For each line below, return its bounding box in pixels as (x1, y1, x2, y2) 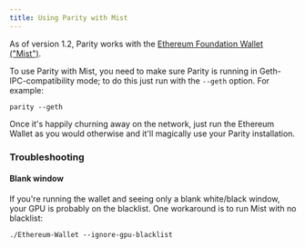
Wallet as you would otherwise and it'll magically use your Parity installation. (9, 128, 296, 139)
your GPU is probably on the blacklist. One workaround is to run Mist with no (9, 203, 297, 213)
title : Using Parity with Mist (9, 13, 128, 23)
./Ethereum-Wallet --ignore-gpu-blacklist (9, 230, 173, 239)
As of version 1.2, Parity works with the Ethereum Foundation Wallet (9, 38, 264, 49)
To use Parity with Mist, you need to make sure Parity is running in (9, 65, 258, 76)
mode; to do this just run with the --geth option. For (76, 74, 270, 86)
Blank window (9, 174, 64, 184)
